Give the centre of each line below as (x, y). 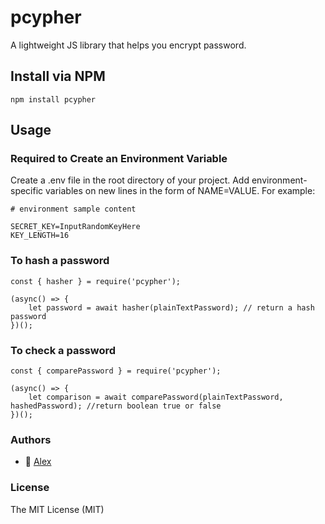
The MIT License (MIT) (57, 509)
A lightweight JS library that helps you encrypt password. (128, 45)
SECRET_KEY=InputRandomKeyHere (75, 227)
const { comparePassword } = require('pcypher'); (116, 371)
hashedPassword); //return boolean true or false (116, 406)
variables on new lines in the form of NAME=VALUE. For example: (180, 191)
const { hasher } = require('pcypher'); (96, 281)
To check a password (63, 350)
